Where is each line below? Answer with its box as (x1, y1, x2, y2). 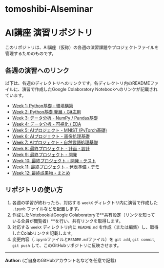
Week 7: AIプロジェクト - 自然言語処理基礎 (12, 139, 98, 145)
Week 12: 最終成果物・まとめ (12, 170, 71, 176)
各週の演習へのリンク (5, 66, 69, 74)
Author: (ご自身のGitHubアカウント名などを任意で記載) (5, 257, 116, 263)
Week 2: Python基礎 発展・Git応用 (12, 109, 82, 114)
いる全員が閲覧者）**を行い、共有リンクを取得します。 (12, 218, 123, 223)
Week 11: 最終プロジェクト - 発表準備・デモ (12, 164, 100, 170)
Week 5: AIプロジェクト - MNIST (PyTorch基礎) (12, 127, 107, 133)
